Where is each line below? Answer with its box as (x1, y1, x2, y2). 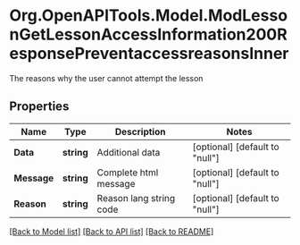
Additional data (96, 146, 161, 158)
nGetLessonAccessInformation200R (9, 24, 287, 45)
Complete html (96, 166, 159, 179)
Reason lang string (96, 191, 176, 204)
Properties (9, 99, 70, 114)
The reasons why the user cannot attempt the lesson (9, 72, 204, 83)
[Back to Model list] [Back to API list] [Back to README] (9, 225, 214, 237)
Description (114, 125, 166, 138)
